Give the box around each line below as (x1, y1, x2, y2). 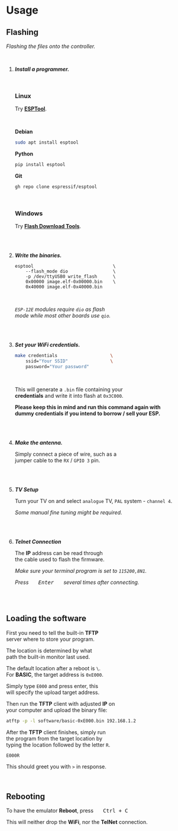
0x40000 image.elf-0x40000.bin (25, 284, 103, 290)
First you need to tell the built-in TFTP (6, 629, 99, 636)
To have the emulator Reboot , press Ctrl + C (6, 807, 128, 814)
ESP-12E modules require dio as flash (14, 306, 105, 313)
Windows (14, 209, 43, 218)
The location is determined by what (6, 647, 93, 654)
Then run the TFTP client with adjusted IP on (6, 700, 115, 707)
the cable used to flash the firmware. (14, 556, 105, 563)
